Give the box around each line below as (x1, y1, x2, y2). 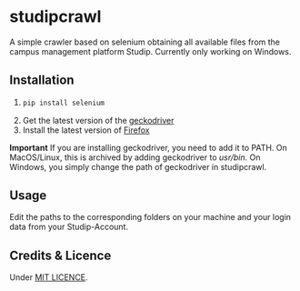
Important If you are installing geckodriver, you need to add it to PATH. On (9, 142, 288, 153)
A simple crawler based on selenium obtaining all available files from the (9, 36, 280, 47)
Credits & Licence (9, 247, 112, 263)
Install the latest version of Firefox (22, 125, 150, 135)
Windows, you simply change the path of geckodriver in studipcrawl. (9, 161, 267, 172)
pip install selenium (22, 98, 105, 107)
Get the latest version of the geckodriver (22, 115, 175, 125)
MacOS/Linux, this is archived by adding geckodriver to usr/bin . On (9, 152, 261, 163)
